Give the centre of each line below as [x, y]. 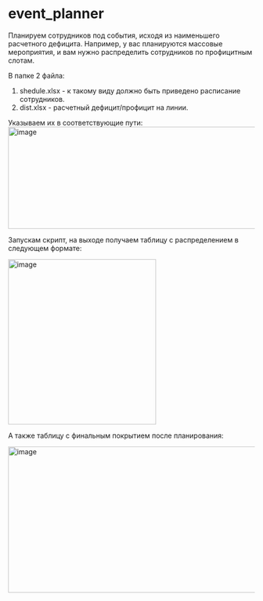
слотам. [22, 60]
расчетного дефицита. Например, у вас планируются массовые [115, 43]
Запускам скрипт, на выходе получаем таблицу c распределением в [123, 239]
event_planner [56, 14]
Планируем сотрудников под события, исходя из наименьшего [114, 35]
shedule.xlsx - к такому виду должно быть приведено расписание [130, 90]
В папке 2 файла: [36, 75]
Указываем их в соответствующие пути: [76, 122]
